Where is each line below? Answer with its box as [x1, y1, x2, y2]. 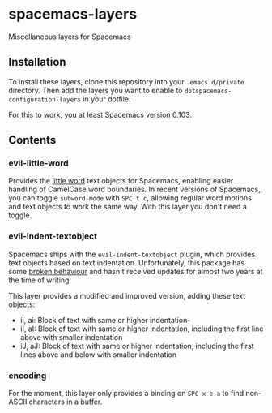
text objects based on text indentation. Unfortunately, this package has [8, 257, 245, 268]
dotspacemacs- [184, 87, 232, 95]
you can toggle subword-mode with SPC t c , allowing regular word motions [8, 193, 253, 203]
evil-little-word [8, 157, 69, 169]
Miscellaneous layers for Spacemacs [8, 32, 131, 41]
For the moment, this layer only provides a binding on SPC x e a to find [8, 389, 244, 398]
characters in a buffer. [28, 397, 103, 407]
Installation [8, 55, 66, 69]
